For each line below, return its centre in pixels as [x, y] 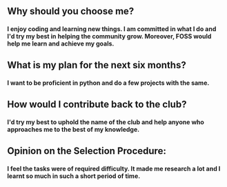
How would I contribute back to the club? [97, 105]
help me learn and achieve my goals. [61, 43]
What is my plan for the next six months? [97, 65]
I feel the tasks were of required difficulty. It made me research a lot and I [114, 168]
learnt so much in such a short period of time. [74, 176]
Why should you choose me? [71, 11]
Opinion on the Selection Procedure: [87, 151]
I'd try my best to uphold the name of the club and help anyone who [106, 122]
